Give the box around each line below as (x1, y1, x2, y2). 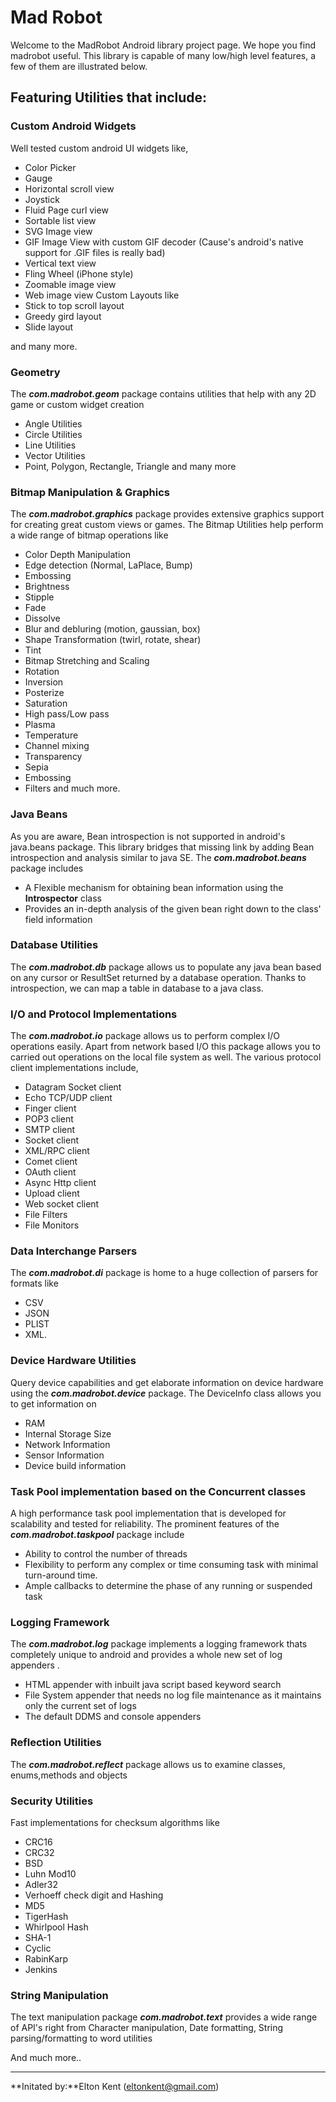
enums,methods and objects (10, 1769, 128, 1781)
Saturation (24, 697, 68, 710)
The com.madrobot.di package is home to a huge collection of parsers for (10, 1267, 319, 1279)
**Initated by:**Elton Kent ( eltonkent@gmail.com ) (10, 2081, 220, 2093)
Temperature (24, 729, 79, 741)
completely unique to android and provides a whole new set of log (10, 1649, 283, 1661)
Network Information (24, 1438, 111, 1450)
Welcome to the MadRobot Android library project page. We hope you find (10, 39, 317, 51)
